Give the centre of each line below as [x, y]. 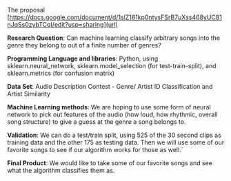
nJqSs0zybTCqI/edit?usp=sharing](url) [63, 24]
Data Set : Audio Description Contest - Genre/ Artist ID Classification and [110, 86]
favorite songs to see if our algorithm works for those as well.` [95, 150]
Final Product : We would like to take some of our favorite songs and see [110, 163]
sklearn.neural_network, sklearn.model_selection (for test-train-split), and [112, 66]
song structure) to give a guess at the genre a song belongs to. [97, 122]
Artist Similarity [29, 94]
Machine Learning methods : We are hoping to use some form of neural [109, 107]
